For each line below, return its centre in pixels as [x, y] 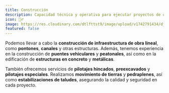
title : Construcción [27, 10]
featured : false [22, 29]
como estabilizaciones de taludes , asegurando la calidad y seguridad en [81, 80]
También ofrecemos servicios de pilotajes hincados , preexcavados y [78, 69]
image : [12, 24]
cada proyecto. [21, 85]
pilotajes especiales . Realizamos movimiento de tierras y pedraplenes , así [84, 74]
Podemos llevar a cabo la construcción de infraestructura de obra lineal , [82, 43]
